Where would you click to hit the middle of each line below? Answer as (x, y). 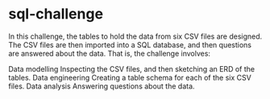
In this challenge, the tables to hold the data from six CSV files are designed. (135, 36)
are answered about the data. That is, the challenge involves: (110, 53)
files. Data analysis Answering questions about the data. (102, 86)
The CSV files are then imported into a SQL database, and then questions (130, 44)
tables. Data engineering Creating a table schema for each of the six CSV (130, 77)
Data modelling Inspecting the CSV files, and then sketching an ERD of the (132, 68)
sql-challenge (56, 14)
